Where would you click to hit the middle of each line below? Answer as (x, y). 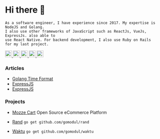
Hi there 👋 (25, 10)
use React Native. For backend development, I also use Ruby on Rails (78, 40)
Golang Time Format (33, 79)
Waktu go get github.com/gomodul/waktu (53, 131)
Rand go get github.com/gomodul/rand (51, 122)
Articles (15, 68)
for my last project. (27, 44)
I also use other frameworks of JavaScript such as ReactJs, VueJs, (76, 31)
